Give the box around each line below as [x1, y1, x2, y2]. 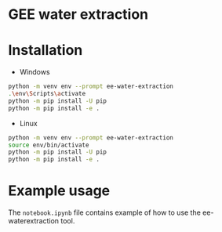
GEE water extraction [8, 5, 149, 24]
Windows [19, 67, 50, 77]
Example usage [8, 182, 111, 200]
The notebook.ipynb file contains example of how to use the [8, 208, 202, 217]
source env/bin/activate [8, 141, 89, 149]
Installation [8, 42, 83, 60]
